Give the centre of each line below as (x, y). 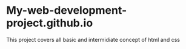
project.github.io (50, 23)
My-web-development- (67, 10)
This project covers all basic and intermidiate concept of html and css (93, 39)
